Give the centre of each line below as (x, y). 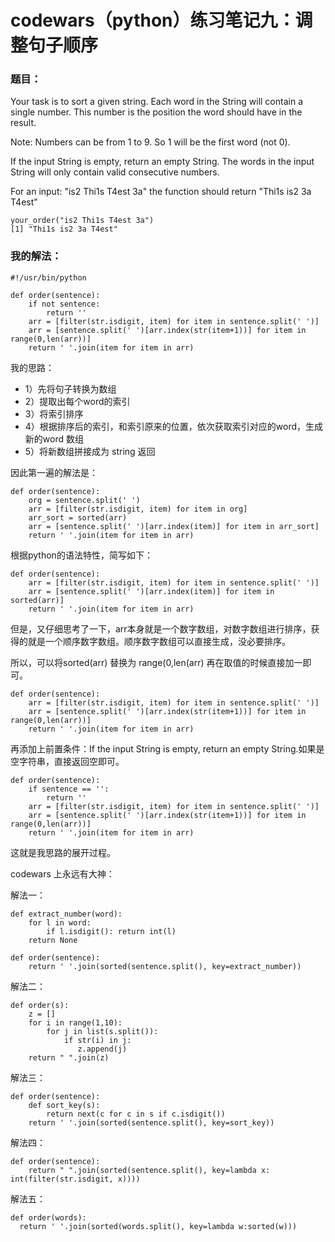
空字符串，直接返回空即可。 (67, 761)
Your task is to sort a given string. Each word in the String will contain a (157, 102)
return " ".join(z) (69, 1057)
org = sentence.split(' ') (84, 500)
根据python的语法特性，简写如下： (81, 555)
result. (23, 123)
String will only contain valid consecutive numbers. (115, 172)
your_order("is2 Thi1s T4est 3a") (82, 221)
